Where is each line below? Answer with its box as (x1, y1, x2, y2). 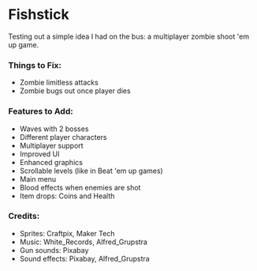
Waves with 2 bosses (19, 124, 89, 134)
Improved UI (19, 149, 60, 159)
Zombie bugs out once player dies (19, 86, 132, 96)
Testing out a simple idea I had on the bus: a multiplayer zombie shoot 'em (8, 32, 250, 41)
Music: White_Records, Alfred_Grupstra (19, 237, 148, 247)
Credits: (8, 211, 40, 222)
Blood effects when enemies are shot (19, 183, 141, 192)
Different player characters (19, 132, 107, 141)
